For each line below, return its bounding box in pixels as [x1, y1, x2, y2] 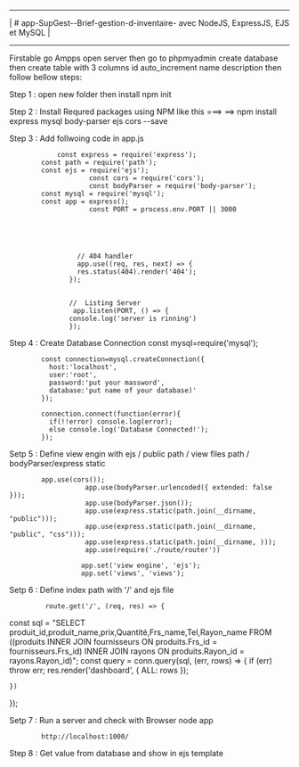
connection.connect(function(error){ [41, 409, 181, 418]
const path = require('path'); [41, 158, 158, 167]
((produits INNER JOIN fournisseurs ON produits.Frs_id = [9, 637, 218, 647]
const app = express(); [41, 197, 129, 206]
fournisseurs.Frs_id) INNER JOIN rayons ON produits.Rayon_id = [9, 646, 245, 656]
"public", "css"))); [9, 530, 86, 539]
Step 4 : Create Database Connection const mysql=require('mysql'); [9, 338, 259, 348]
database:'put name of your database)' [48, 386, 198, 395]
